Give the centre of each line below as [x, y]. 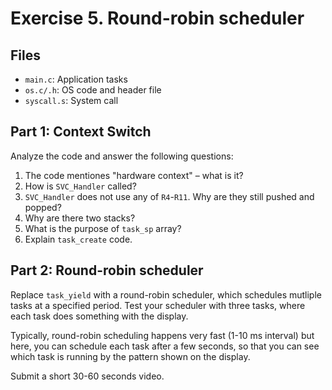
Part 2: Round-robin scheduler [107, 270]
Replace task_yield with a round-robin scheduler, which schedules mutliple [166, 294]
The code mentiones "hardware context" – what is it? [134, 175]
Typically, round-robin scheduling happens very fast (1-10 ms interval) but [162, 335]
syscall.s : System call [71, 100]
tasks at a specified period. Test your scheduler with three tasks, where [158, 305]
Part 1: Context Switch [81, 132]
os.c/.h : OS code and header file [93, 90]
